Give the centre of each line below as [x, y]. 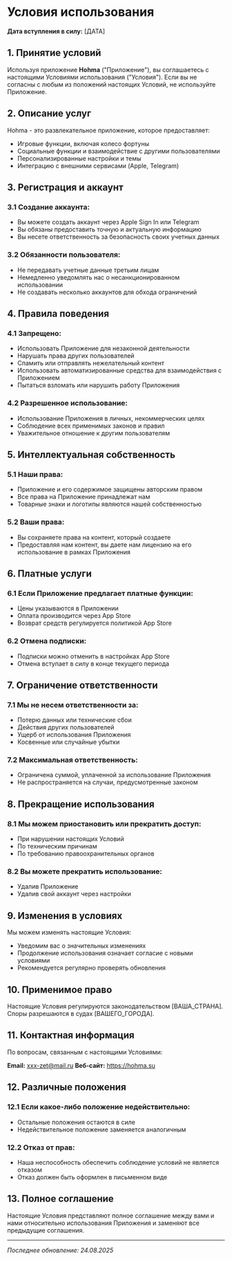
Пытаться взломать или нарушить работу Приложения [98, 385]
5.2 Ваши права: [36, 522]
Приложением [38, 378]
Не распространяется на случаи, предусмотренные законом [107, 782]
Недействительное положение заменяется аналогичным [101, 1130]
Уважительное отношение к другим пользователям [94, 433]
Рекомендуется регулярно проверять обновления [91, 968]
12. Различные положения [67, 1087]
